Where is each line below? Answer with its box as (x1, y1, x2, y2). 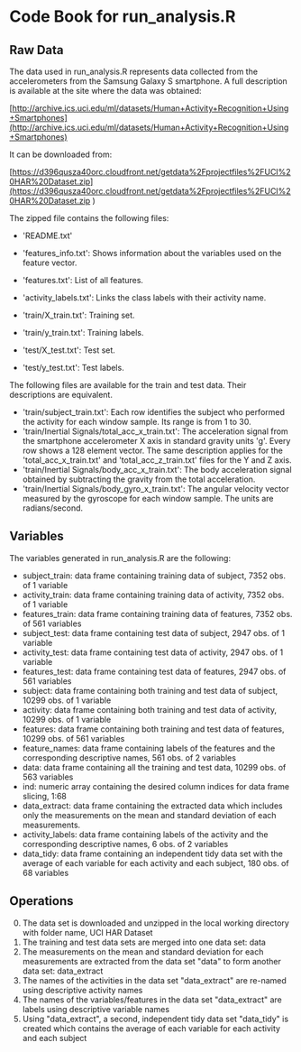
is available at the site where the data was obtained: (9, 86, 202, 96)
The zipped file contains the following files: (9, 213, 169, 223)
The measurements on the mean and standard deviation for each (22, 946, 264, 957)
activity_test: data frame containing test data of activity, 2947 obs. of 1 (22, 647, 284, 658)
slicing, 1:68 (22, 790, 68, 801)
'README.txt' (22, 230, 73, 241)
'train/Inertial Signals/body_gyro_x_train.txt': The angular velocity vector (22, 484, 290, 494)
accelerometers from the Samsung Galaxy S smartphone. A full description (9, 76, 288, 87)
